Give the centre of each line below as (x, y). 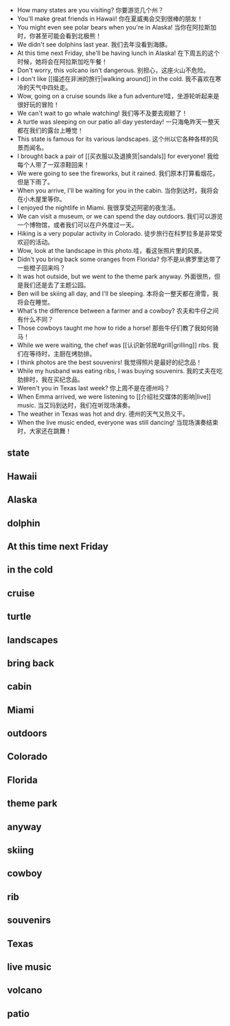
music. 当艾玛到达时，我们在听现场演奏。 (76, 405)
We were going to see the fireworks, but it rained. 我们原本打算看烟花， (118, 173)
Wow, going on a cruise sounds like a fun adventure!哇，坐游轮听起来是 (118, 96)
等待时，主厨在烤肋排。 (62, 354)
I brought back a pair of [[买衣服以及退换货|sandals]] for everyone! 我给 (118, 156)
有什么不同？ (35, 319)
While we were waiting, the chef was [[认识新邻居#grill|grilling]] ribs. (114, 345)
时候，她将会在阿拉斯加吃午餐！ (62, 62)
